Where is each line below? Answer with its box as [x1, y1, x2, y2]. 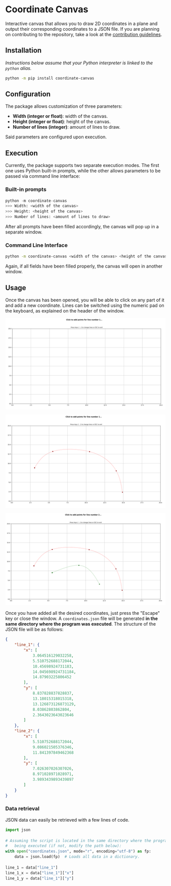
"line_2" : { [14, 729, 40, 734]
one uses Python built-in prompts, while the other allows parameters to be [5, 167, 161, 174]
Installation [5, 46, 42, 55]
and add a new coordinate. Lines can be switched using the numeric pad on [5, 302, 164, 308]
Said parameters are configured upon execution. [5, 134, 107, 140]
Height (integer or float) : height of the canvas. [12, 118, 111, 125]
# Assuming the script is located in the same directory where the [5, 838, 152, 843]
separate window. [5, 229, 43, 235]
